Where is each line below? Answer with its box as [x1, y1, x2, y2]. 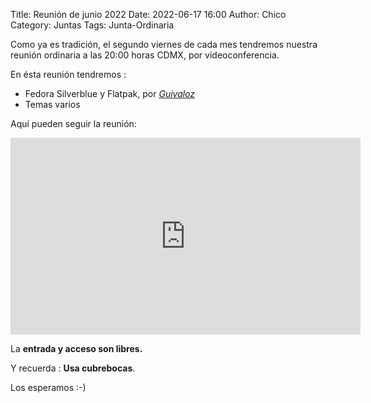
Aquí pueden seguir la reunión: [10, 118, 137, 129]
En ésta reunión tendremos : [10, 69, 127, 80]
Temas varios [24, 99, 81, 110]
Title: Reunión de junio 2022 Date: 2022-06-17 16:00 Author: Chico [10, 9, 287, 20]
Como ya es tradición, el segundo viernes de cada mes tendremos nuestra [10, 39, 318, 50]
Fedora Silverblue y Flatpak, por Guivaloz [24, 88, 196, 99]
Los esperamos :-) [10, 382, 87, 393]
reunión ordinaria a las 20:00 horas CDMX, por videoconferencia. [10, 49, 280, 61]
